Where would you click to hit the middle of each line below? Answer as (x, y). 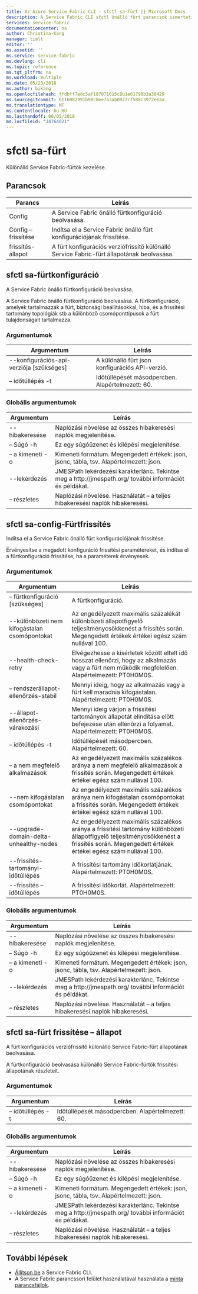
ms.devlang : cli (26, 61)
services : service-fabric (38, 22)
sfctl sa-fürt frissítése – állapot (64, 1033)
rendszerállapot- (37, 688)
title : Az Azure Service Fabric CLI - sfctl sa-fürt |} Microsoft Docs (96, 12)
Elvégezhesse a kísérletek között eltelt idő (130, 653)
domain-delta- (30, 836)
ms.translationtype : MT (35, 105)
